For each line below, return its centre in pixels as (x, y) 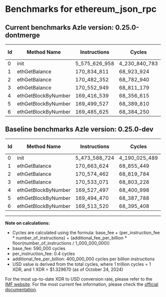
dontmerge (23, 35)
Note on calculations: (28, 223)
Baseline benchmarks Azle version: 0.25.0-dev (79, 129)
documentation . (21, 289)
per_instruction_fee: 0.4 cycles (43, 253)
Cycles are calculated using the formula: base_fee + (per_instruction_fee (86, 232)
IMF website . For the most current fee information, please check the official (82, 284)
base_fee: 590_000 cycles (39, 248)
